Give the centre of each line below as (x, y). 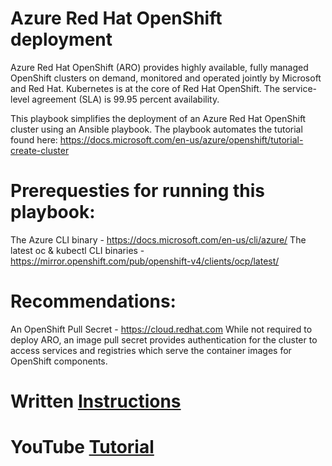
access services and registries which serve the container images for (151, 350)
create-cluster (40, 150)
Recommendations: (93, 301)
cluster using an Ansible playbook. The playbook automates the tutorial (156, 129)
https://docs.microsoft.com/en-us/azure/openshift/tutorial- (181, 139)
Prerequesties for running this (138, 191)
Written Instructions (96, 401)
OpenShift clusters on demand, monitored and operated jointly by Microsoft (166, 78)
